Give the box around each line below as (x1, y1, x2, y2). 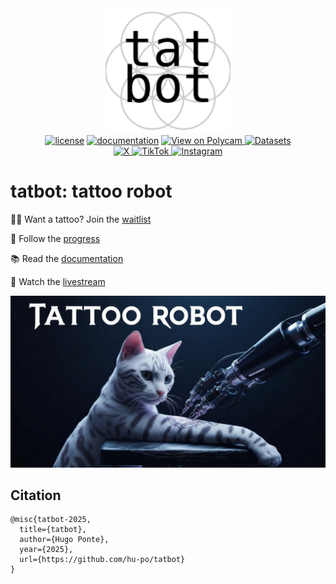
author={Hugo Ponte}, (19, 535, 110, 545)
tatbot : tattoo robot (10, 180, 173, 203)
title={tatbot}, (19, 525, 87, 535)
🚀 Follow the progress (10, 232, 101, 244)
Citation (10, 487, 62, 504)
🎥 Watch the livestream (10, 275, 106, 287)
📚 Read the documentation (10, 252, 124, 264)
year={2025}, (19, 545, 74, 555)
